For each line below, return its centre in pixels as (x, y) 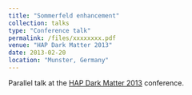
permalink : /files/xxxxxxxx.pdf (62, 38)
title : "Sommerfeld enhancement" (64, 16)
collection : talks (39, 23)
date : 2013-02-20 (37, 53)
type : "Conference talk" (50, 30)
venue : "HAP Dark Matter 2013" (60, 46)
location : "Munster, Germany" (59, 61)
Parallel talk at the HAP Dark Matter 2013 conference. (96, 83)
